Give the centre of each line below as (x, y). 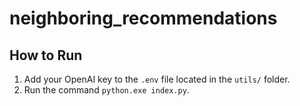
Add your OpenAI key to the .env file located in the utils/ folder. (157, 79)
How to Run (46, 55)
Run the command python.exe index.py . (106, 90)
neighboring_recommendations (143, 18)
